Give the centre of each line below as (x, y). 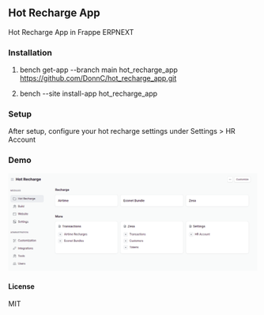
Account (22, 140)
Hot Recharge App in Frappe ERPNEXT (71, 32)
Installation (30, 52)
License (22, 286)
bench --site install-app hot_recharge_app (89, 93)
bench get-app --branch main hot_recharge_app (98, 70)
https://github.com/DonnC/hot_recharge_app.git (98, 78)
